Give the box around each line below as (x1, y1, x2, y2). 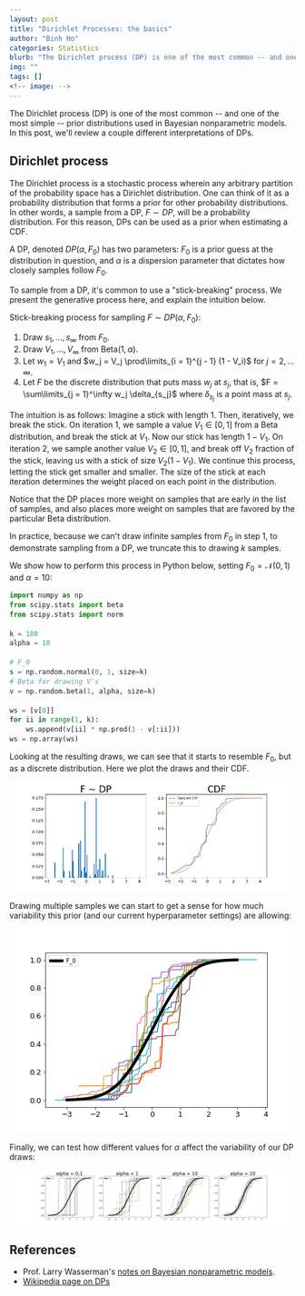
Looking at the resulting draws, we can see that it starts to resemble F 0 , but (9, 751, 292, 763)
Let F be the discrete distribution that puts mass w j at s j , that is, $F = (22, 377, 279, 390)
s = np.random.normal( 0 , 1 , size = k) (9, 668, 148, 677)
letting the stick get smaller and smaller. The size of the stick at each (9, 466, 266, 477)
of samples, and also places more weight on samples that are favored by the (9, 503, 295, 514)
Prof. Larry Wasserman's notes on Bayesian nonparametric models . (22, 1266, 275, 1277)
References (9, 1241, 76, 1258)
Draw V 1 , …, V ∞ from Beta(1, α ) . (22, 344, 139, 356)
